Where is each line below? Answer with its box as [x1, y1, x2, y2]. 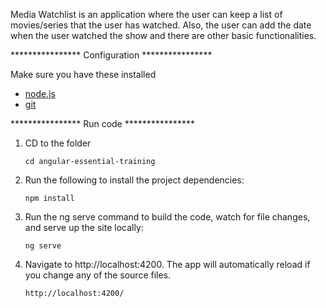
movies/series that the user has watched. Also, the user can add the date [10, 19, 312, 31]
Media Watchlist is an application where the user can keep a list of [10, 9, 283, 20]
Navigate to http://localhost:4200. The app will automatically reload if [24, 259, 311, 270]
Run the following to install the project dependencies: [24, 174, 245, 186]
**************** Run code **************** [10, 118, 195, 129]
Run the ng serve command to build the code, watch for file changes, [24, 211, 311, 223]
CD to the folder [24, 137, 92, 149]
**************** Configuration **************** [10, 49, 213, 61]
